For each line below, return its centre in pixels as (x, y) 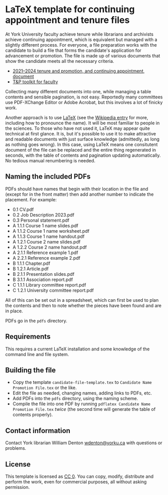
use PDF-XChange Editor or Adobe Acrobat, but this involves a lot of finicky (84, 102)
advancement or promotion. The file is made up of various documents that (83, 56)
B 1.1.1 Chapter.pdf (31, 263)
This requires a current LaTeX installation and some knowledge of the (78, 349)
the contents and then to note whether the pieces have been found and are (83, 305)
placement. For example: (31, 199)
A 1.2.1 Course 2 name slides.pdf (47, 241)
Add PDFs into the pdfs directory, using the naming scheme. (75, 399)
